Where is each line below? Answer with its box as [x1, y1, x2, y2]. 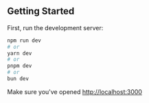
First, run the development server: [7, 23, 104, 32]
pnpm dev [7, 62, 32, 69]
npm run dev [7, 37, 41, 44]
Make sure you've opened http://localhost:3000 [7, 87, 143, 95]
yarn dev [7, 49, 32, 57]
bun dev [7, 76, 30, 82]
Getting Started [7, 5, 75, 17]
